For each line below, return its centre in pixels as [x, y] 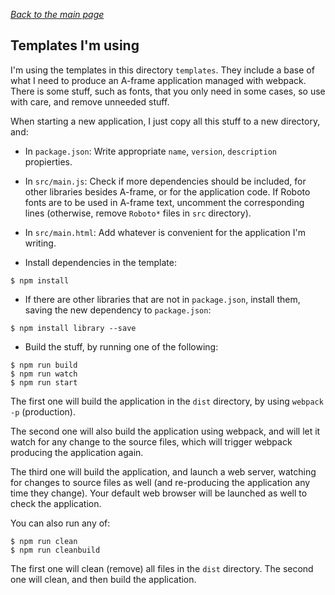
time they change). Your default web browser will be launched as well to [159, 493]
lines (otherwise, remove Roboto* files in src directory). [138, 213]
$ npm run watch [44, 374]
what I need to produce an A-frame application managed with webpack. [158, 80]
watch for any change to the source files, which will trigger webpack [151, 441]
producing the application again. [77, 452]
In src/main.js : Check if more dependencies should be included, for [165, 181]
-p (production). [43, 411]
